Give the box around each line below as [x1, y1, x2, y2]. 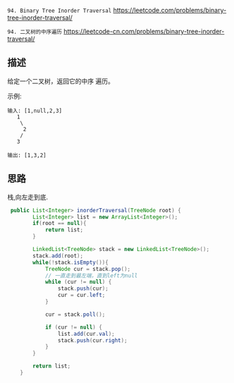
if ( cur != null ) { [44, 324, 102, 331]
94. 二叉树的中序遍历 [7, 28, 62, 35]
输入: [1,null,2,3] [7, 107, 63, 114]
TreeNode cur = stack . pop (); [44, 265, 131, 272]
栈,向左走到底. [7, 193, 49, 201]
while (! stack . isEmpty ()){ [32, 259, 109, 266]
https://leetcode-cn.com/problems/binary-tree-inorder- [63, 28, 225, 35]
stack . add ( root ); [32, 252, 83, 260]
